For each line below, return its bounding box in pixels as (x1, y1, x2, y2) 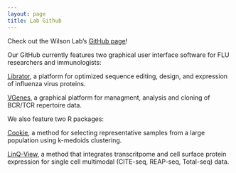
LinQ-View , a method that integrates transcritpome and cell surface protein (7, 150, 227, 158)
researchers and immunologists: (7, 58, 102, 66)
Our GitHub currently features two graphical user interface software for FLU (7, 51, 230, 59)
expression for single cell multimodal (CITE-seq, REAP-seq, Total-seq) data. (7, 157, 230, 166)
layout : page (7, 10, 46, 18)
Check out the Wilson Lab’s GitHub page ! (7, 36, 128, 45)
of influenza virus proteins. (7, 79, 86, 88)
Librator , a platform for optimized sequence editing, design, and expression (7, 72, 228, 80)
